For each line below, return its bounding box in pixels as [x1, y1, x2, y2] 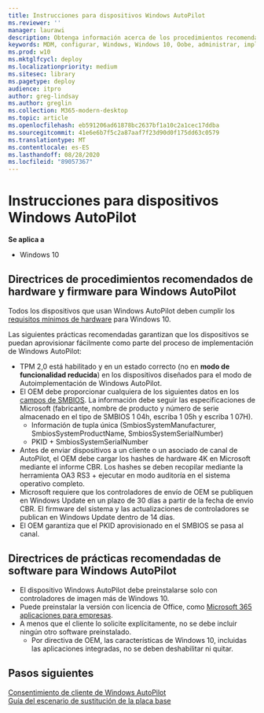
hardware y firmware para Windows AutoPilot [8, 285, 236, 299]
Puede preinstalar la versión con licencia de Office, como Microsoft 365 [19, 602, 253, 611]
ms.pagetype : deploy [8, 77, 76, 85]
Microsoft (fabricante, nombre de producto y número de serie [19, 403, 219, 413]
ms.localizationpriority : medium [8, 63, 118, 71]
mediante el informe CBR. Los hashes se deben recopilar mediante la [19, 462, 244, 471]
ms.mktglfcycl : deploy [8, 56, 82, 64]
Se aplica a [8, 235, 45, 244]
